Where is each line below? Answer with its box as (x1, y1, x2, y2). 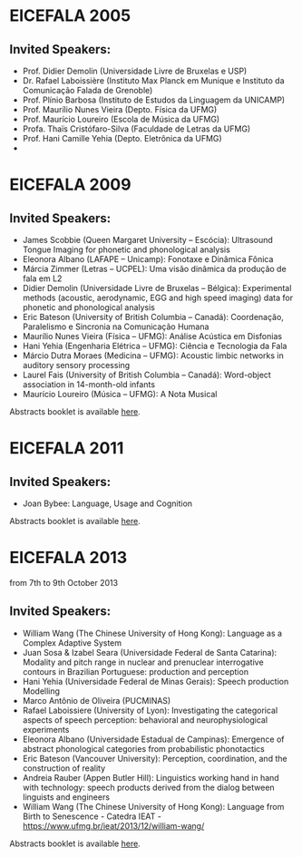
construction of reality (22, 763, 106, 774)
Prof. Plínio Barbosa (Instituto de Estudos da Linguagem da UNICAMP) (22, 94, 286, 105)
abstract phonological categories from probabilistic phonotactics (22, 743, 265, 754)
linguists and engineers (22, 791, 111, 803)
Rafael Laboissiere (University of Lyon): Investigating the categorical (22, 705, 278, 716)
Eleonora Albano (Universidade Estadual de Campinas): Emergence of (22, 734, 285, 745)
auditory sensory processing (22, 360, 131, 370)
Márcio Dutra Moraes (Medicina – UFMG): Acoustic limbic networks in (22, 350, 284, 361)
